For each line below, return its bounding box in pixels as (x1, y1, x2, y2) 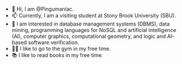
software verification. (28, 39, 79, 46)
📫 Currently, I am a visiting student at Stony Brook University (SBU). (11, 12, 176, 19)
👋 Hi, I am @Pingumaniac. (11, 6, 74, 12)
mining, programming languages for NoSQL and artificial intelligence (11, 27, 177, 33)
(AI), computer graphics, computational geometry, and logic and (11, 33, 166, 40)
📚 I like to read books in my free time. (11, 52, 103, 58)
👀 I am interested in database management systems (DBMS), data (11, 20, 170, 27)
